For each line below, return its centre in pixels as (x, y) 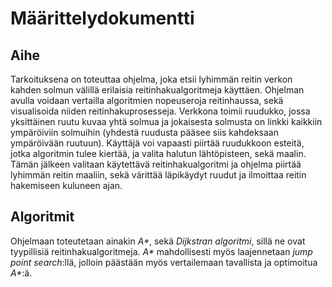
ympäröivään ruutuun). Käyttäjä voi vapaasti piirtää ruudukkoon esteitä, (157, 143)
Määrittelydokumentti (102, 18)
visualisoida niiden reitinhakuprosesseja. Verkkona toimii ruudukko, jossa (160, 111)
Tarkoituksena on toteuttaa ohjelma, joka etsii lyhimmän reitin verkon (151, 79)
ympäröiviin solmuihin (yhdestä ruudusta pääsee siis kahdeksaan (144, 132)
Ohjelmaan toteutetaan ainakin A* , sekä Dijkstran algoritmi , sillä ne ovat (158, 241)
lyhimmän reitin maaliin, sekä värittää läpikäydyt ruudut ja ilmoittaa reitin (158, 175)
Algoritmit (42, 217)
